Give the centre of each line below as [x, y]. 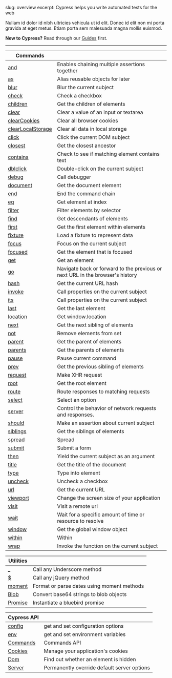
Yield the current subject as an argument [106, 456]
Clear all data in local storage [92, 129]
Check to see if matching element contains [109, 154]
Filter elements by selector [89, 210]
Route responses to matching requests [103, 392]
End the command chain [86, 193]
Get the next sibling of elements [95, 325]
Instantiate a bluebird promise [68, 603]
